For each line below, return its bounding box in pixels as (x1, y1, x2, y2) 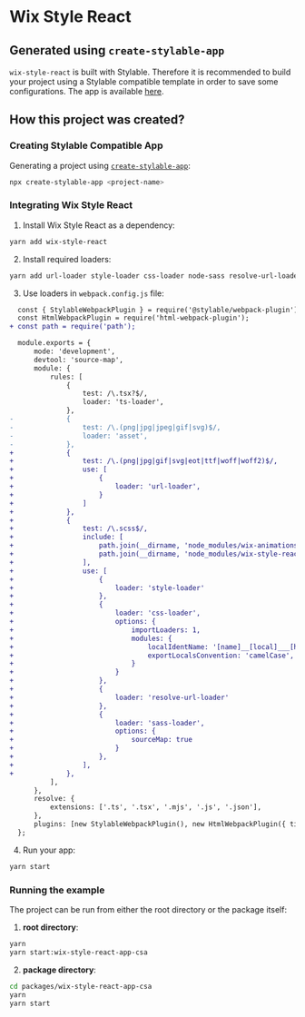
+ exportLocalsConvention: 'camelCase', (9, 651, 295, 660)
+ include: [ (9, 533, 124, 542)
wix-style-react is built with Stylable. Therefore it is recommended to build (9, 66, 291, 77)
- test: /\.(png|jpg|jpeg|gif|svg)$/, (9, 422, 221, 432)
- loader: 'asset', (9, 431, 148, 440)
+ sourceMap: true (9, 736, 193, 745)
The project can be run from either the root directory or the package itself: (9, 904, 288, 915)
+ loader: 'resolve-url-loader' (9, 693, 230, 702)
